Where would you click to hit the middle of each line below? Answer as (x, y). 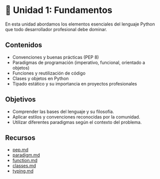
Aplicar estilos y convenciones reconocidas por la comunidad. (76, 116)
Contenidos (24, 45)
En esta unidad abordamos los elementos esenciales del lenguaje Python (80, 24)
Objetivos (20, 99)
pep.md (20, 150)
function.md (25, 160)
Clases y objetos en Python (40, 78)
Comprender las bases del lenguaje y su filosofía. (63, 111)
